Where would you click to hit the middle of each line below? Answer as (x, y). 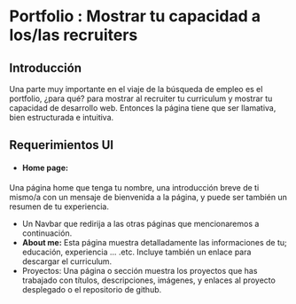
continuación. (47, 233)
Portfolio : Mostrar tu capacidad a (135, 16)
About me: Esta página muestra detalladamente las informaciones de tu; (155, 242)
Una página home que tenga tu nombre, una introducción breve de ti (134, 187)
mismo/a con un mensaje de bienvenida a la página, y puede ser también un (148, 197)
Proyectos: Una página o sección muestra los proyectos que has (140, 270)
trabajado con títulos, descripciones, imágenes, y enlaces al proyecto (149, 280)
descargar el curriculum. (67, 261)
